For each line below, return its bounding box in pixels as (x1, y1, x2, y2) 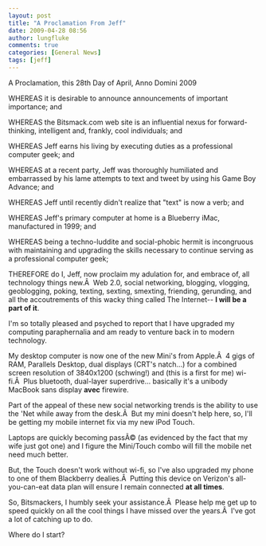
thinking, (8, 125, 37, 136)
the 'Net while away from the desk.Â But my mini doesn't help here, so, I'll (8, 408, 252, 418)
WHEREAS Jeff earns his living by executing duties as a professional (8, 141, 233, 151)
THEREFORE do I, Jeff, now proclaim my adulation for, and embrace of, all (8, 269, 250, 279)
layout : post (8, 11, 52, 20)
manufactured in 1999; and (8, 221, 97, 231)
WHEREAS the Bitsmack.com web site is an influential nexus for (8, 117, 217, 127)
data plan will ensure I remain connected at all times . (50, 481, 225, 491)
